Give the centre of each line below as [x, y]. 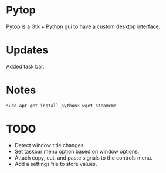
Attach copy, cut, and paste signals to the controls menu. [83, 157]
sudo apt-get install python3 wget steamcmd [61, 106]
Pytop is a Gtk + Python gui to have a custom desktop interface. [83, 26]
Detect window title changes [49, 145]
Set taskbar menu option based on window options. [77, 151]
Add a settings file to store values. [56, 164]
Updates [27, 50]
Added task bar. [25, 66]
